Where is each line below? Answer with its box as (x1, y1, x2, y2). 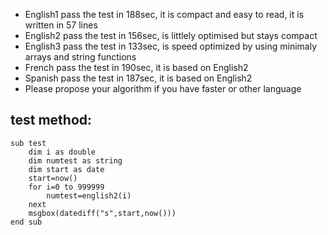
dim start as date (28, 164, 105, 174)
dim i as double (28, 147, 97, 157)
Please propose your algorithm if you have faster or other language (24, 83, 302, 94)
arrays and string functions (24, 51, 137, 63)
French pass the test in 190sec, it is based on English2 (24, 62, 249, 73)
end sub (10, 217, 43, 227)
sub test (10, 138, 47, 148)
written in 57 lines (24, 19, 98, 31)
